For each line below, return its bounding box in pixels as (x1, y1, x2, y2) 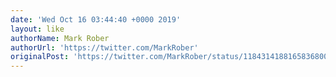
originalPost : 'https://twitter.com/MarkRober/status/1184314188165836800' (10, 52, 333, 62)
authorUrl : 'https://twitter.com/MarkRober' (10, 42, 199, 53)
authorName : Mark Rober (10, 33, 110, 43)
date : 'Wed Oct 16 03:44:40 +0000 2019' (10, 14, 182, 25)
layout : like (10, 24, 65, 34)
